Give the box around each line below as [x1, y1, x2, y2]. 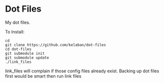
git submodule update [5, 55, 49, 60]
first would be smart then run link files [5, 73, 82, 79]
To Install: [5, 29, 25, 34]
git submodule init [5, 51, 45, 56]
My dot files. [5, 19, 30, 25]
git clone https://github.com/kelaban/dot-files [5, 42, 106, 47]
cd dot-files [5, 47, 32, 51]
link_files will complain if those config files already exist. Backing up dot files [5, 68, 160, 74]
